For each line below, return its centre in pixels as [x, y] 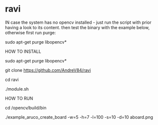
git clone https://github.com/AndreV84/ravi [48, 70]
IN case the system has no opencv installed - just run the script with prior [78, 22]
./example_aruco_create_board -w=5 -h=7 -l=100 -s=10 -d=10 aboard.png [79, 117]
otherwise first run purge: [31, 32]
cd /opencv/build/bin [26, 108]
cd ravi [12, 79]
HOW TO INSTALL [23, 51]
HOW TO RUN [19, 98]
